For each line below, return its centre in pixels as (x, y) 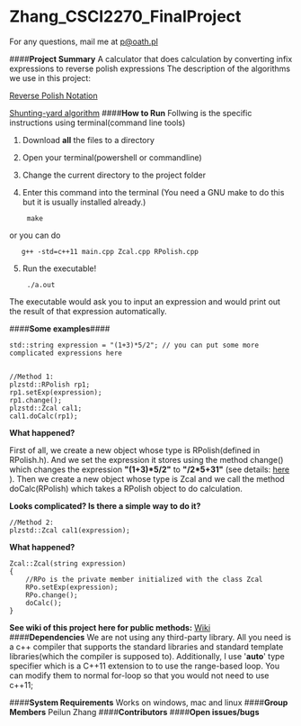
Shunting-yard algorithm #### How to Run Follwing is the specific (131, 113)
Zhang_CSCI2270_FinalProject (125, 17)
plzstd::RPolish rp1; (50, 385)
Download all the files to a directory (89, 140)
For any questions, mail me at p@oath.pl (84, 41)
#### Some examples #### (60, 328)
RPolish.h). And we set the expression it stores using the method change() (146, 459)
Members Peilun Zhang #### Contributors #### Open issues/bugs (134, 712)
